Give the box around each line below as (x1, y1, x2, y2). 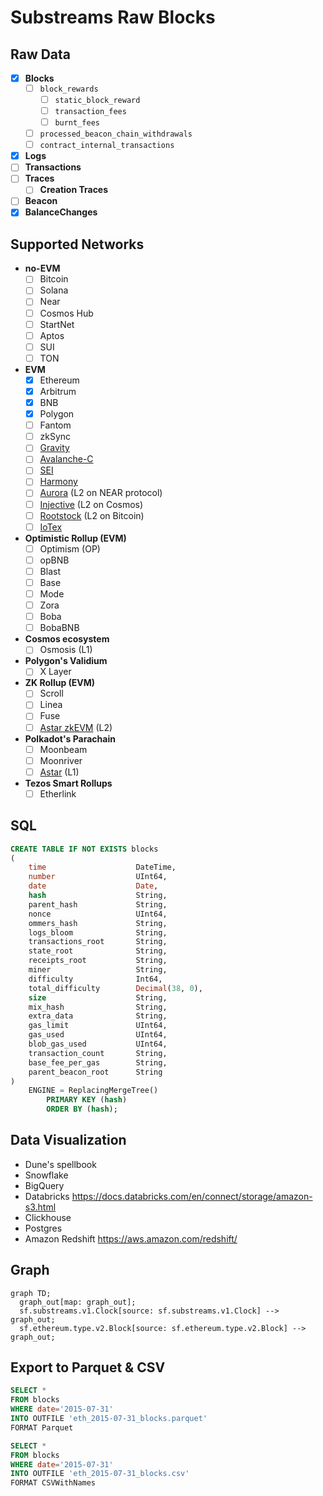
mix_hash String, (28, 1002, 168, 1012)
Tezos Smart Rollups (24, 777, 113, 789)
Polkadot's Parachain (24, 732, 116, 745)
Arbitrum (39, 385, 77, 397)
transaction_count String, (28, 1048, 168, 1058)
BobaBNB (39, 622, 80, 634)
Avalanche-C (39, 453, 94, 465)
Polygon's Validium (24, 655, 108, 667)
